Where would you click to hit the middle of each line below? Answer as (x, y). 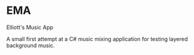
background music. (31, 45)
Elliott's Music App (30, 27)
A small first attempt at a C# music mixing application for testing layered (97, 39)
